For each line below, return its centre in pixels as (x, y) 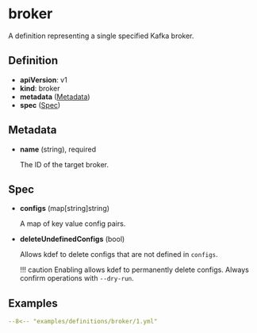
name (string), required (58, 149)
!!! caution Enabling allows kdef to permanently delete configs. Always (134, 270)
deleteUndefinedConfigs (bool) (72, 239)
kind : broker (40, 88)
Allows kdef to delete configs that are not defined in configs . (119, 255)
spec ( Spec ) (40, 105)
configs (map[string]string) (64, 209)
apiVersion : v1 (43, 79)
